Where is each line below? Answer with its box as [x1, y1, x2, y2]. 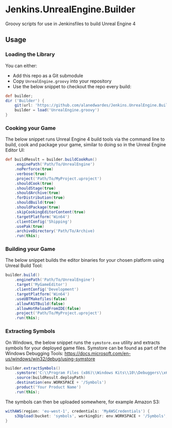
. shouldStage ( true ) [14, 186, 56, 191]
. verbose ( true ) [14, 171, 47, 177]
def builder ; [5, 93, 33, 99]
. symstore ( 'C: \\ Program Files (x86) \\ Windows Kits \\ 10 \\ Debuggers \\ [14, 371, 164, 376]
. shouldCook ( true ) [14, 181, 54, 186]
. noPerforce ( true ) [14, 167, 54, 172]
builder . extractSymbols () [5, 365, 60, 371]
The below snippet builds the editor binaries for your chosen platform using [5, 257, 165, 263]
